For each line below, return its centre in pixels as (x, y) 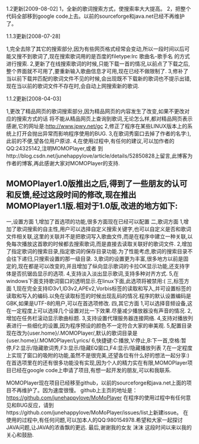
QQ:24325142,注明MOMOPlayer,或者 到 (55, 148)
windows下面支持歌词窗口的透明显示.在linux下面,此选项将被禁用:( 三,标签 (95, 281)
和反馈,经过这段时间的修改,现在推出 (71, 195)
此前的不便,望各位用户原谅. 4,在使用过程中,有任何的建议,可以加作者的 (90, 141)
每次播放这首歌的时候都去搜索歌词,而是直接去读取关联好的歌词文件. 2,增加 (102, 244)
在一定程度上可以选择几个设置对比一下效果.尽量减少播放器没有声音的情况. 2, (99, 310)
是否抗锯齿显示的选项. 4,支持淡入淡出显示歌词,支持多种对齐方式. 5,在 (95, 273)
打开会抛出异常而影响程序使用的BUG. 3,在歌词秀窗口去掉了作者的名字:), (104, 133)
